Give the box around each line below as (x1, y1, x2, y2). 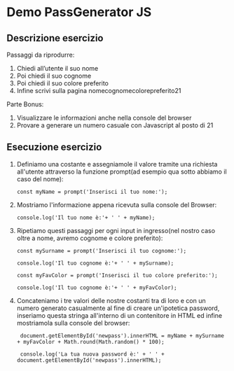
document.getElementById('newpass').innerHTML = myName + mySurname (20, 332, 225, 339)
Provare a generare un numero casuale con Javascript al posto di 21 (16, 121, 214, 129)
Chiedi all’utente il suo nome (16, 64, 99, 72)
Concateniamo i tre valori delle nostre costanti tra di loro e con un (16, 296, 206, 304)
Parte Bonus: (6, 100, 44, 108)
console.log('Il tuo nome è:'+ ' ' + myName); (16, 214, 156, 221)
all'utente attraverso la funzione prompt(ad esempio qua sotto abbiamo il (16, 167, 227, 176)
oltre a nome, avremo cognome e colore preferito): (16, 234, 163, 242)
